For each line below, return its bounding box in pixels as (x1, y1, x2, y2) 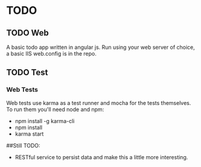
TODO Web (6, 28, 49, 38)
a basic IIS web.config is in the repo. (6, 50, 97, 57)
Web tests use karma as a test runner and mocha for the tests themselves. (6, 99, 191, 106)
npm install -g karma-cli (14, 117, 75, 124)
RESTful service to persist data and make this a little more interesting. (14, 153, 188, 160)
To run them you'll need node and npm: (6, 106, 104, 113)
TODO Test (6, 68, 48, 78)
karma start (14, 130, 44, 137)
